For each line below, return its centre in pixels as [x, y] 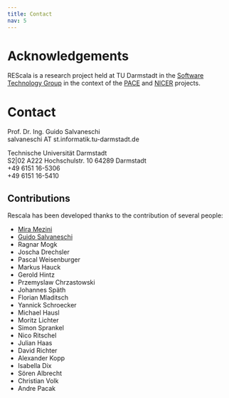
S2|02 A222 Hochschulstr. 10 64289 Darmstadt [77, 160]
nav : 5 [17, 21]
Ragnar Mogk [37, 245]
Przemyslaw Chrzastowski [56, 282]
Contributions [39, 198]
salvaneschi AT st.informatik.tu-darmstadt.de [74, 139]
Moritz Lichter [38, 320]
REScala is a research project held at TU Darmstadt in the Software [106, 76]
